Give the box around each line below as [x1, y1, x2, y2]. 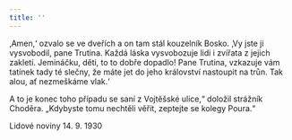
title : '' [9, 13, 47, 22]
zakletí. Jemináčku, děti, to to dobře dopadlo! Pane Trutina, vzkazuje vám [9, 57, 280, 67]
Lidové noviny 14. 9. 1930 [9, 120, 103, 131]
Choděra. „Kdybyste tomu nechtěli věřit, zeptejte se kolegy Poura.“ [9, 102, 256, 113]
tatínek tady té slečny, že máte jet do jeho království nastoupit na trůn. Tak [9, 66, 284, 77]
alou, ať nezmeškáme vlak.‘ [9, 75, 110, 86]
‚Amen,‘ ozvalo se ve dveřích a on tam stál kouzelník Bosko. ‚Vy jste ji [9, 38, 264, 48]
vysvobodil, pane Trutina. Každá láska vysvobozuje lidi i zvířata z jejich [9, 47, 271, 58]
